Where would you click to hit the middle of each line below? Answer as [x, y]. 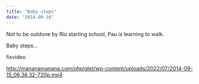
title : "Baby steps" [32, 12]
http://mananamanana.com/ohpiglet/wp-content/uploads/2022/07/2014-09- [99, 68]
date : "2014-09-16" [30, 17]
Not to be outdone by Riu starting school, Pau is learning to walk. [85, 34]
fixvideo [16, 57]
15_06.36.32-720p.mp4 [35, 75]
